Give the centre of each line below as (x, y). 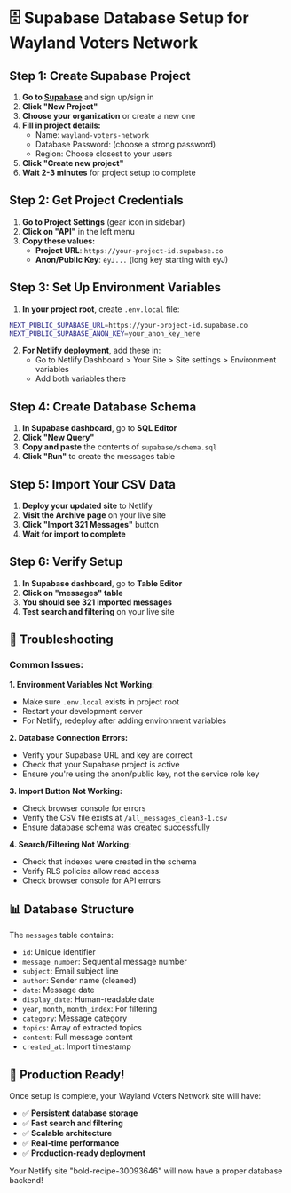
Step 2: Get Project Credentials (96, 200)
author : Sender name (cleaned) (79, 981)
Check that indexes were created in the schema (109, 861)
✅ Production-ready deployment (84, 1153)
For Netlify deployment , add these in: (91, 350)
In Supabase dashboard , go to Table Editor (102, 583)
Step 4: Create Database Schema (103, 406)
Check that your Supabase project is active (101, 764)
